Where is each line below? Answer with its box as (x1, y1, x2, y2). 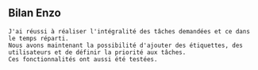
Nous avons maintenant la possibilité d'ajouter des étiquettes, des (8, 41, 244, 49)
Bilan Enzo (8, 6, 61, 20)
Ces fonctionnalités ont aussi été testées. (8, 55, 158, 63)
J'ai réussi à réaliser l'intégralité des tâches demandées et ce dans (8, 27, 250, 35)
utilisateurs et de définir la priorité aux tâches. (8, 48, 187, 56)
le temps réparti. (8, 34, 69, 42)
